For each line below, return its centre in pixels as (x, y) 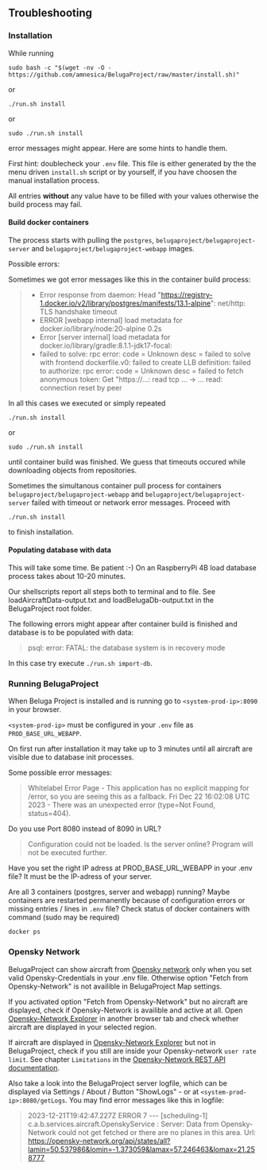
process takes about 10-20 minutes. (67, 577)
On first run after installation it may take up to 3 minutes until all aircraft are (130, 749)
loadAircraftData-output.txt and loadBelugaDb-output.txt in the (111, 601)
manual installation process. (54, 180)
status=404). (49, 814)
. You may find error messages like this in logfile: (145, 1100)
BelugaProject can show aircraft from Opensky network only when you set (130, 969)
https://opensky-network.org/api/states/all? (99, 1141)
